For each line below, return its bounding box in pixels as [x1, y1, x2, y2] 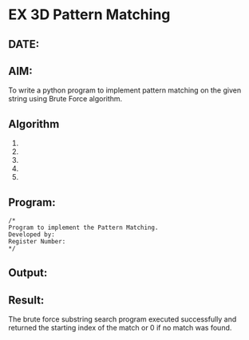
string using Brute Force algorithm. [8, 94, 123, 104]
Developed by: [8, 231, 56, 239]
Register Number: [8, 238, 66, 246]
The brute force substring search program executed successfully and [8, 314, 237, 324]
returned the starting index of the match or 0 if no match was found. [8, 323, 232, 333]
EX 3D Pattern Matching [8, 6, 171, 24]
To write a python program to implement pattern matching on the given [8, 85, 242, 95]
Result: [8, 293, 45, 306]
